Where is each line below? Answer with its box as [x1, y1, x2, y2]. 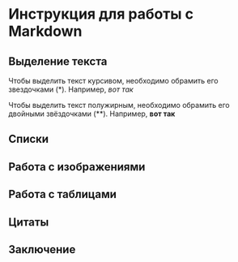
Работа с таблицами [8, 187, 117, 201]
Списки [8, 132, 49, 146]
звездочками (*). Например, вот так [8, 84, 134, 94]
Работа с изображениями [8, 160, 146, 174]
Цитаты [8, 215, 49, 229]
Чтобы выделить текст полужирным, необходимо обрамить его [8, 101, 230, 110]
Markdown [8, 22, 83, 41]
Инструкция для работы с [8, 5, 194, 24]
